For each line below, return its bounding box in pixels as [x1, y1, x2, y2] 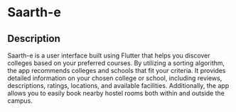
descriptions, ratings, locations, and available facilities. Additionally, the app [7, 82, 230, 89]
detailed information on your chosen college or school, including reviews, [7, 74, 222, 82]
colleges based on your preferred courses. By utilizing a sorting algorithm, [7, 59, 225, 67]
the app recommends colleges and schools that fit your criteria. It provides [7, 67, 226, 74]
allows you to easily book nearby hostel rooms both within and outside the [7, 89, 225, 97]
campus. [7, 96, 33, 105]
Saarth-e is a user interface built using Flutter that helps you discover [7, 51, 211, 60]
